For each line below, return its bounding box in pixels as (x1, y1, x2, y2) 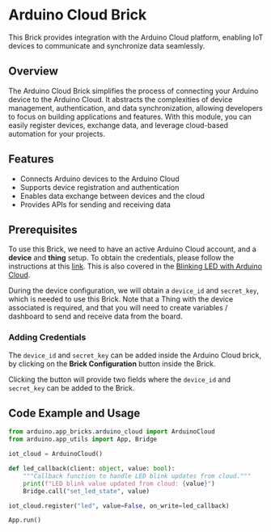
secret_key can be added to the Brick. (8, 382, 135, 393)
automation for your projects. (8, 129, 105, 138)
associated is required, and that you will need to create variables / (8, 303, 228, 313)
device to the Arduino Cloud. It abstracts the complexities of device (8, 95, 233, 104)
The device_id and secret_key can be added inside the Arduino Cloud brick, (8, 350, 262, 360)
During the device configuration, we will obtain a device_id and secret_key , (8, 285, 260, 296)
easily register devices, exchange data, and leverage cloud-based (8, 120, 229, 130)
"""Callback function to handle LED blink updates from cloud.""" (23, 471, 252, 480)
